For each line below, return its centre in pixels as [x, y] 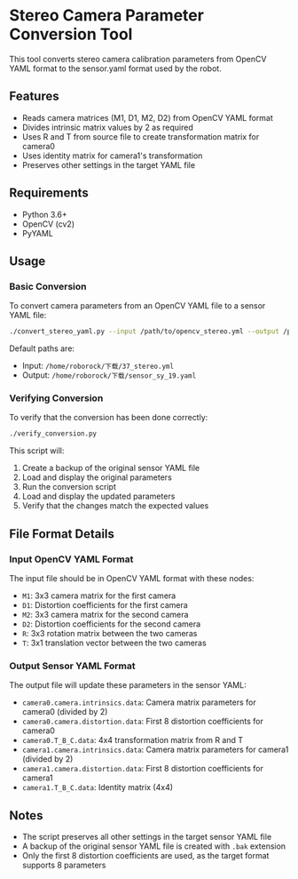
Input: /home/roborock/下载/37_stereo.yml [98, 366]
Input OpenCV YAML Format [71, 559]
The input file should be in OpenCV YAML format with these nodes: [132, 578]
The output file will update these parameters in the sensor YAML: [128, 685]
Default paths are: [42, 348]
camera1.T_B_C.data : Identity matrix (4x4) [98, 787]
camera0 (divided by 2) [65, 712]
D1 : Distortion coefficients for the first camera [105, 604]
